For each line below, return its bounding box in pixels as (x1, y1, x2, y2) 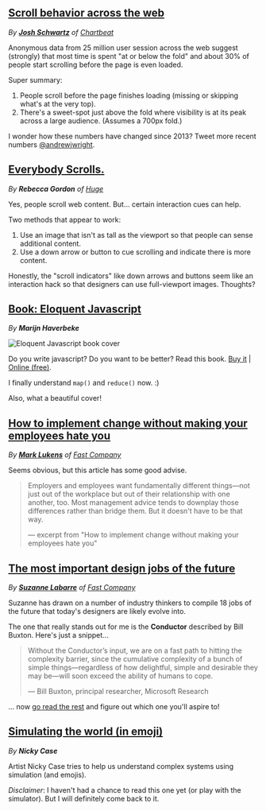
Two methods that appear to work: (8, 215, 121, 224)
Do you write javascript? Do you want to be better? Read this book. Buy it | (8, 354, 252, 364)
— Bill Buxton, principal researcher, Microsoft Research (27, 687, 209, 697)
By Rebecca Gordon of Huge (8, 184, 104, 193)
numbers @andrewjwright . (8, 139, 95, 149)
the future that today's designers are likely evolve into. (8, 607, 187, 616)
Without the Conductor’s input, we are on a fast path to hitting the (27, 646, 242, 655)
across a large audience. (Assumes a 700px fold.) (19, 115, 183, 126)
